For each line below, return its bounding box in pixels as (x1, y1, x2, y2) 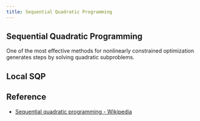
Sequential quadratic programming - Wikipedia (15, 108, 132, 115)
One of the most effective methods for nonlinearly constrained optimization (6, 47, 195, 54)
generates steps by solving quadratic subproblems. (6, 54, 135, 61)
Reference (6, 92, 47, 102)
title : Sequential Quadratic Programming (6, 8, 113, 15)
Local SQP (6, 71, 46, 82)
